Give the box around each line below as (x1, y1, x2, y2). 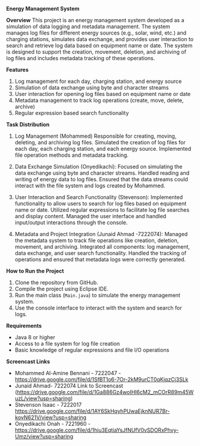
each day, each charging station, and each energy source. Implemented (14, 145, 192, 152)
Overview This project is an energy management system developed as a (6, 17, 185, 23)
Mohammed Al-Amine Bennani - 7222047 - (14, 370, 121, 376)
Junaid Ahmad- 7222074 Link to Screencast (14, 382, 123, 389)
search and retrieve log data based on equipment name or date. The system (6, 42, 193, 49)
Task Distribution (6, 121, 49, 128)
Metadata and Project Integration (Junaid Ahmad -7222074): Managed (14, 231, 188, 237)
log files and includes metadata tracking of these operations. (6, 55, 155, 61)
